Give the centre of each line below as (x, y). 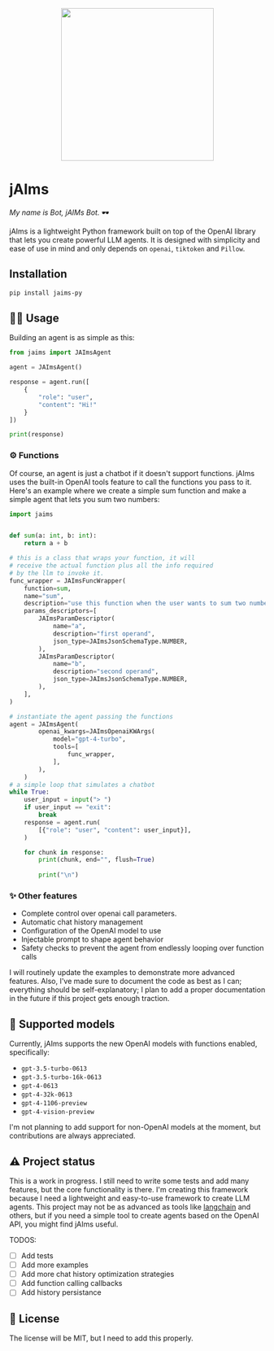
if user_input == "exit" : (68, 807)
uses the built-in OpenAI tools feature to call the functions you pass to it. (130, 482)
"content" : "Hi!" (67, 404)
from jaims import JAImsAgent (61, 353)
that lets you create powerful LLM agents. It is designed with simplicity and (135, 239)
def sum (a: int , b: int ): (53, 536)
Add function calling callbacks (72, 1283)
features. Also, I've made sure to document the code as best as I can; (126, 982)
